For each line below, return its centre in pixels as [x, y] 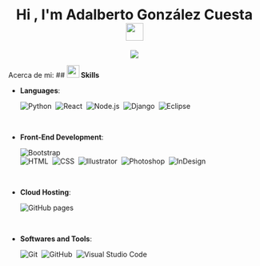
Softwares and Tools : [56, 239]
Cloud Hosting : [45, 192]
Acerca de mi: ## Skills [54, 75]
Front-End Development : [62, 137]
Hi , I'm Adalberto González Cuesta [134, 15]
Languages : [40, 91]
